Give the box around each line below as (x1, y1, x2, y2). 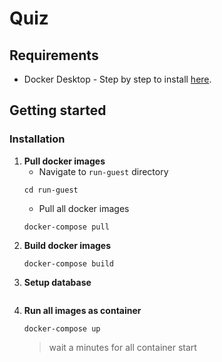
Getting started (9, 102, 107, 119)
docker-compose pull (23, 222, 110, 232)
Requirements (9, 47, 99, 64)
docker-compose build (23, 258, 114, 269)
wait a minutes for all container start (48, 341, 197, 353)
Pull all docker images (38, 202, 130, 214)
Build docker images (23, 239, 112, 251)
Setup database (23, 276, 92, 288)
